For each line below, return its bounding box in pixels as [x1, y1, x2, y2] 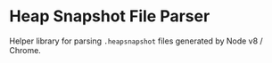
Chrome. [9, 44, 42, 55]
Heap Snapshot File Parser [9, 6, 210, 27]
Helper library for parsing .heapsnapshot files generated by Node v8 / [9, 35, 263, 46]
